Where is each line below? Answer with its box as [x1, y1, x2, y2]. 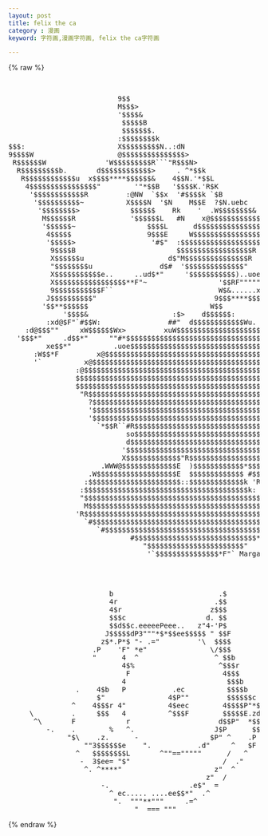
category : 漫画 [8, 26, 60, 34]
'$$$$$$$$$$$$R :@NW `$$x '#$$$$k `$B [29, 190, 223, 200]
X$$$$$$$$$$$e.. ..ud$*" [50, 270, 164, 279]
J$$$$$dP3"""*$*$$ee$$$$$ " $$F [104, 629, 231, 639]
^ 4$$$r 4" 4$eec [71, 701, 190, 711]
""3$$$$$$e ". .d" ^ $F [83, 741, 257, 751]
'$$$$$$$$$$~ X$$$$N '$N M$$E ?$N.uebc [33, 198, 249, 208]
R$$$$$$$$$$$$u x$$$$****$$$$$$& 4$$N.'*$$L [21, 174, 215, 184]
